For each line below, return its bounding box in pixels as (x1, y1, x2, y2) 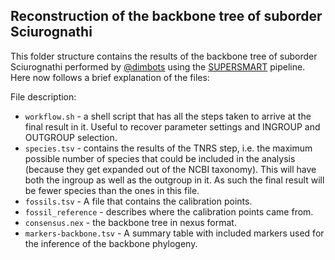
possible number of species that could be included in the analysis (24, 152, 296, 164)
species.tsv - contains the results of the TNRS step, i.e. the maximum (24, 142, 313, 154)
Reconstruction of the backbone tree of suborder (10, 8, 323, 25)
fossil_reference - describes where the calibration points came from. (24, 205, 314, 218)
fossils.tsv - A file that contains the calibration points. (24, 195, 253, 207)
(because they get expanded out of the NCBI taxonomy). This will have (24, 163, 317, 175)
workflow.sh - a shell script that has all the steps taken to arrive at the (24, 110, 312, 122)
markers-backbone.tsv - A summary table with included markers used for (24, 227, 325, 239)
